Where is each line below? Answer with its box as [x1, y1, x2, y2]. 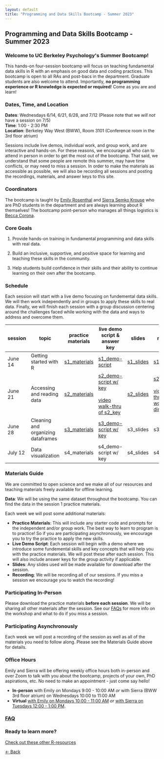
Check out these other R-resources [5, 739, 76, 745]
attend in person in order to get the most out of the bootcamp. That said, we [5, 153, 158, 159]
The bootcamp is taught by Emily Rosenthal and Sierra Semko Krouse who [5, 197, 155, 203]
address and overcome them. [5, 314, 64, 320]
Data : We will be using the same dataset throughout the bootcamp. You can [5, 496, 157, 502]
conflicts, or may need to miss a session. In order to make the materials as [5, 163, 155, 169]
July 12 [7, 450, 25, 456]
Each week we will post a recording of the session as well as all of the [5, 634, 145, 640]
